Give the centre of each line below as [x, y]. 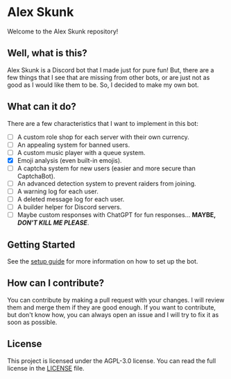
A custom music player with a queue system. [81, 152]
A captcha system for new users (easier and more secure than [106, 168]
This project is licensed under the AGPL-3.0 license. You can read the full [112, 361]
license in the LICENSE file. [46, 368]
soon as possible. [32, 322]
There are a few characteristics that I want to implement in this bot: [103, 123]
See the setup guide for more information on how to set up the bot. [103, 261]
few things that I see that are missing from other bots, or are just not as [109, 77]
